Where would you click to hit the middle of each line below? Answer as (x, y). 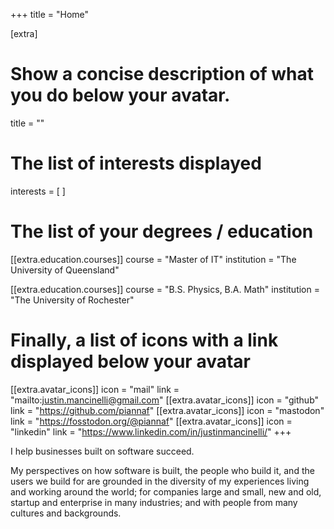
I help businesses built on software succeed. (102, 451)
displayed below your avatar (130, 361)
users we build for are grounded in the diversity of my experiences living (160, 481)
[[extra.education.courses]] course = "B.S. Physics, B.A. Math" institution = (165, 289)
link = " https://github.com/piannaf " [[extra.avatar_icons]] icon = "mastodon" (167, 410)
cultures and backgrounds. (66, 513)
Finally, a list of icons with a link (144, 340)
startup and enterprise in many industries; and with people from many (154, 502)
